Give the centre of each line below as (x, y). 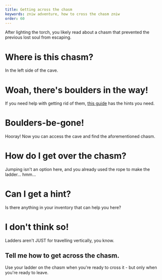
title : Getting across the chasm (39, 9)
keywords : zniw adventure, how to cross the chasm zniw (62, 14)
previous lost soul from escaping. (38, 37)
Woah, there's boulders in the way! (77, 90)
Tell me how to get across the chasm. (62, 256)
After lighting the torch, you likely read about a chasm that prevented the (77, 32)
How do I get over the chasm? (66, 156)
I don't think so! (37, 227)
